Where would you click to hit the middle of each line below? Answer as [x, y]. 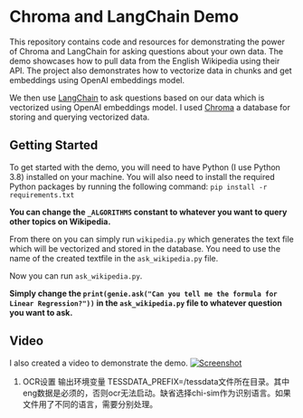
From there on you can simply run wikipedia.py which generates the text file [151, 239]
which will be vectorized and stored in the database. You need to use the [145, 248]
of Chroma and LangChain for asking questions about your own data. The [146, 51]
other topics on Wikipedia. [60, 221]
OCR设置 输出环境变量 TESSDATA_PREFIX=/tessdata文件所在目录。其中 [156, 381]
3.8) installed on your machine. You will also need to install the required [142, 176]
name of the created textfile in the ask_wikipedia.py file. [114, 258]
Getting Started [54, 145]
